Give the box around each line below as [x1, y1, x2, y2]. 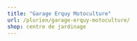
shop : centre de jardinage [7, 23, 86, 30]
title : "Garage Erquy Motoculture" [7, 10, 112, 17]
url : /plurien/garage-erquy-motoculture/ [7, 17, 131, 24]
